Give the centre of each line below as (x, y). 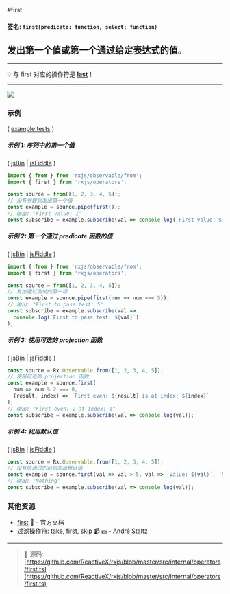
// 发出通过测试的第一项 (37, 292)
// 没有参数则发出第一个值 (40, 201)
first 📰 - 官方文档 (41, 523)
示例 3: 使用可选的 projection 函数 (55, 340)
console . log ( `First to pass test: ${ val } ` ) (76, 317)
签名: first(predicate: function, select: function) (82, 26)
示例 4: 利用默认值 (33, 431)
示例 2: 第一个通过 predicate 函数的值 (60, 236)
